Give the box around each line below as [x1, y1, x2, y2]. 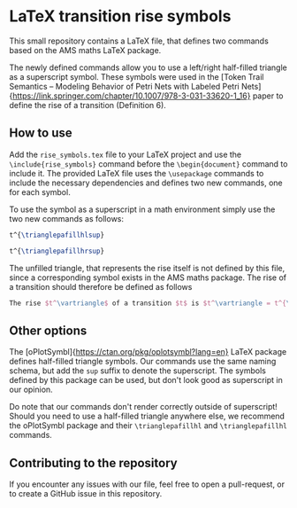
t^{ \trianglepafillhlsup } [9, 231, 104, 239]
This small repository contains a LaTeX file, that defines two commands [9, 35, 270, 46]
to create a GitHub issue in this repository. [9, 488, 163, 498]
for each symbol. [9, 186, 71, 197]
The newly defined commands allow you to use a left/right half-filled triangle [9, 62, 287, 73]
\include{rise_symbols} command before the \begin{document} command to [9, 158, 288, 169]
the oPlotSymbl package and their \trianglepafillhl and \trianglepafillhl [9, 420, 287, 431]
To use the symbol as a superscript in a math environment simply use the [9, 204, 276, 215]
